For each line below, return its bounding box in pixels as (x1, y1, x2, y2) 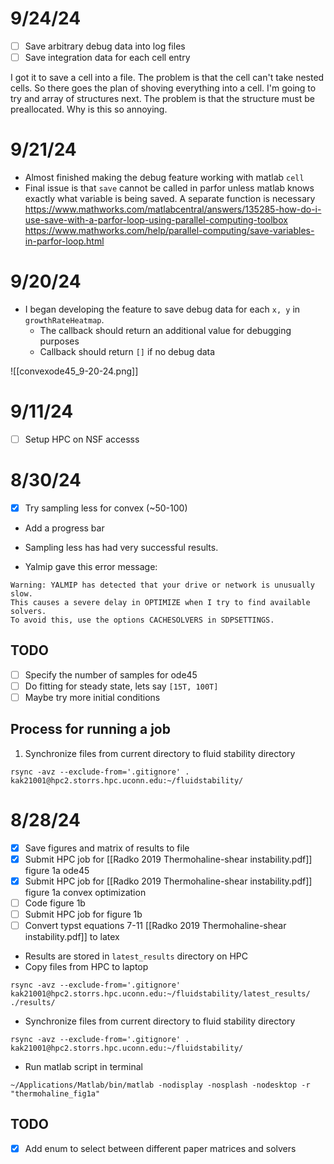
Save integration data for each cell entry (24, 52, 191, 63)
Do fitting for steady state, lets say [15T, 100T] (24, 680, 219, 692)
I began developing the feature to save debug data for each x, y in (24, 303, 301, 315)
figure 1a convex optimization (24, 886, 147, 898)
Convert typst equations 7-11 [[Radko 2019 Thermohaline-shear (24, 920, 287, 931)
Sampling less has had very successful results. (24, 541, 219, 553)
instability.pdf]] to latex (24, 931, 120, 943)
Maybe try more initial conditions (24, 691, 161, 703)
